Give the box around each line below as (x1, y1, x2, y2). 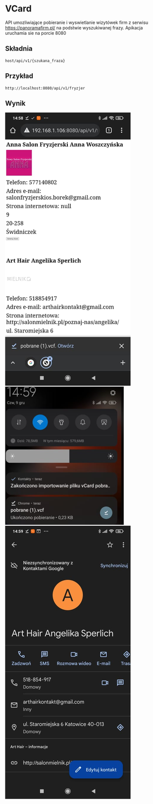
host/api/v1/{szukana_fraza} (5, 58, 65, 63)
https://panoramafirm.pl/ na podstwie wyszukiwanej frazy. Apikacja (5, 24, 143, 30)
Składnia (5, 44, 33, 53)
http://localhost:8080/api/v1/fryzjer (5, 86, 85, 91)
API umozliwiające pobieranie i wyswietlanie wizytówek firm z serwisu (5, 19, 149, 25)
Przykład (5, 72, 34, 80)
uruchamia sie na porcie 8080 (5, 30, 66, 36)
